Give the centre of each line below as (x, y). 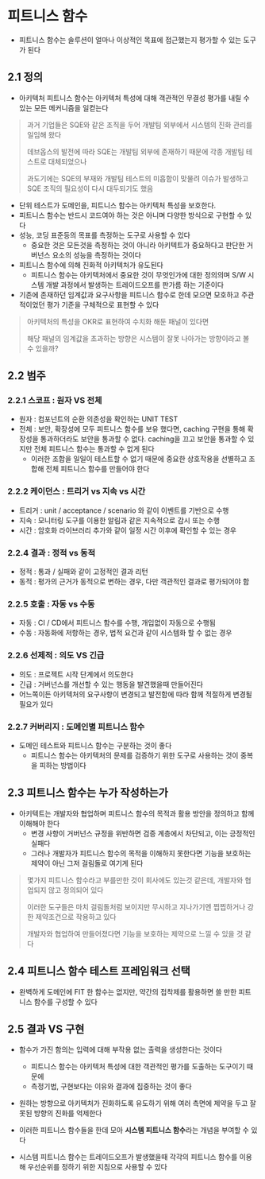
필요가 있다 (36, 704)
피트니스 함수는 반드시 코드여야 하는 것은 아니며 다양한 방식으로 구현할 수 (131, 215)
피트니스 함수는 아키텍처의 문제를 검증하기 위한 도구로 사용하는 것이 (134, 755)
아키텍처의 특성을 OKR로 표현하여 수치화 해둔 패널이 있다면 (118, 321)
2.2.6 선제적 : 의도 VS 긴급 (56, 655)
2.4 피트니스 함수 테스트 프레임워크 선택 (99, 971)
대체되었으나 (67, 161)
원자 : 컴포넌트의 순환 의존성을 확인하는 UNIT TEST (98, 419)
